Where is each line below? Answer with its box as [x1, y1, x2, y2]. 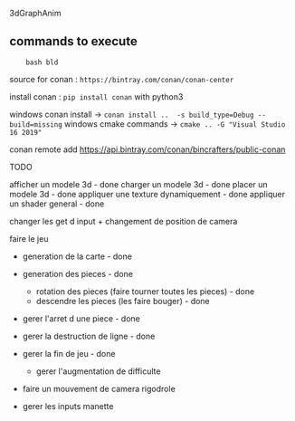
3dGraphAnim [9, 8, 62, 18]
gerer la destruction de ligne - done [22, 330, 156, 341]
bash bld [25, 58, 59, 67]
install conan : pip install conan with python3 [9, 91, 184, 102]
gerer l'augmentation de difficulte [35, 366, 161, 377]
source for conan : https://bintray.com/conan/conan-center [9, 73, 234, 84]
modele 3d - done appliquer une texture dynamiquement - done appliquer [9, 188, 285, 199]
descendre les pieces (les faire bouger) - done [35, 295, 210, 306]
